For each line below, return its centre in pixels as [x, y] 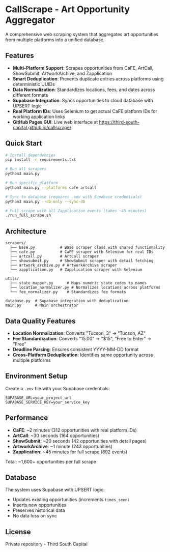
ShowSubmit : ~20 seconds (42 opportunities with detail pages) [80, 441]
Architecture [26, 231]
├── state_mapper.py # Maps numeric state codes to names [78, 283]
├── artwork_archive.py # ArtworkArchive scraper [63, 266]
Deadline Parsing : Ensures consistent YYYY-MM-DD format [76, 349]
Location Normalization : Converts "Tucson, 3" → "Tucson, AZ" [79, 333]
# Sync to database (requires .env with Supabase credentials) [74, 197]
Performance [27, 418]
